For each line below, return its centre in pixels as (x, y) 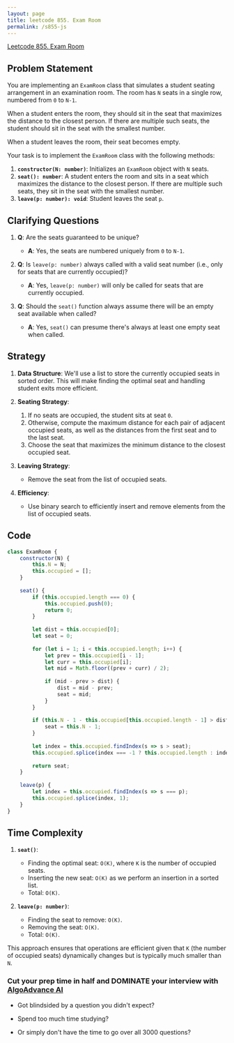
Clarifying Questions (53, 220)
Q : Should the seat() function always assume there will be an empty (115, 306)
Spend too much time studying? (63, 1019)
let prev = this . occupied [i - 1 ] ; (94, 655)
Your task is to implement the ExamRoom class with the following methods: (111, 156)
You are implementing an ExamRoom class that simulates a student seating (111, 85)
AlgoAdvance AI (36, 990)
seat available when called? (57, 314)
